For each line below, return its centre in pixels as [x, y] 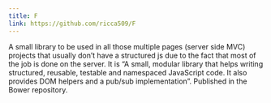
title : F [23, 16]
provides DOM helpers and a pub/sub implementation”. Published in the [128, 81]
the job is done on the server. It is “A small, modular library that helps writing [136, 64]
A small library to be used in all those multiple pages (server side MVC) [127, 46]
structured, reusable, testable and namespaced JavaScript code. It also [128, 72]
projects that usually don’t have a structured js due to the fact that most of [132, 55]
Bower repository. [38, 89]
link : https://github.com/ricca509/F [72, 24]
